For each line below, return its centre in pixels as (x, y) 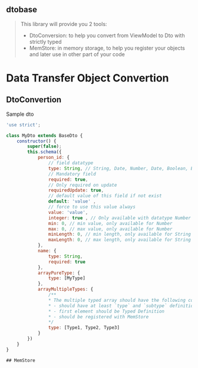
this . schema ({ (44, 152)
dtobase (22, 10)
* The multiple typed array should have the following (117, 300)
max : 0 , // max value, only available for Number (110, 229)
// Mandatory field (72, 174)
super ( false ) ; (44, 146)
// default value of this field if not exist (105, 196)
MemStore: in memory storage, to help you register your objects (107, 48)
